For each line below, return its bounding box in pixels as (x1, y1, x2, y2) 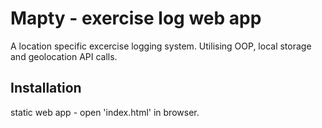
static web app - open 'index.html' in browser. (10, 106, 200, 118)
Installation (10, 80, 82, 97)
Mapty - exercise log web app (10, 7, 262, 30)
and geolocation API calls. (10, 50, 118, 62)
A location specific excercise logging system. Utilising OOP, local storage (10, 40, 312, 52)
